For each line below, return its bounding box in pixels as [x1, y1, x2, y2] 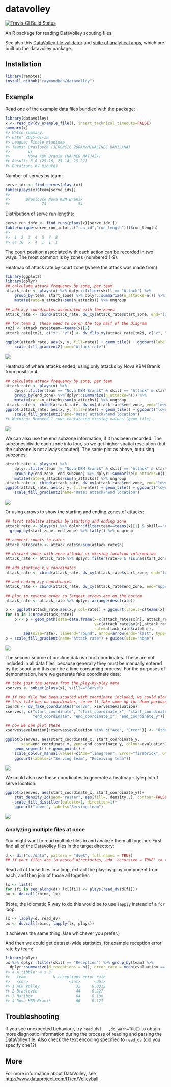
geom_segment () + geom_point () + [14, 746, 85, 751]
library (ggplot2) [5, 274, 42, 279]
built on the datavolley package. [5, 45, 73, 51]
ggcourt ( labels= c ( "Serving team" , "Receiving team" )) [14, 755, 131, 761]
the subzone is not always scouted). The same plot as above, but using [5, 446, 154, 452]
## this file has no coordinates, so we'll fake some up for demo [5, 699, 149, 705]
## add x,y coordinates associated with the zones [5, 307, 115, 312]
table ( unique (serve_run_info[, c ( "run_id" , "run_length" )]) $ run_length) [5, 225, 158, 230]
